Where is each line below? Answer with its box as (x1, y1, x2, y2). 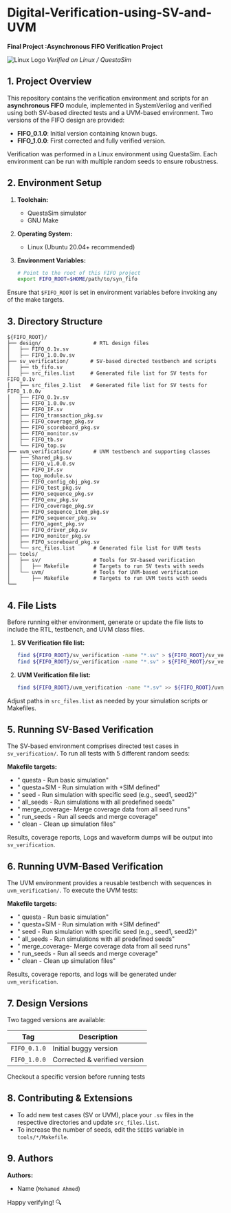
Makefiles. (7, 704, 36, 712)
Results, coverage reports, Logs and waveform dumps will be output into (7, 833, 213, 842)
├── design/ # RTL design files (7, 340, 149, 347)
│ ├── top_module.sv (7, 473, 72, 479)
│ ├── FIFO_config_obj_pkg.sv (7, 479, 100, 486)
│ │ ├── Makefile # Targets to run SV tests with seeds (7, 563, 205, 570)
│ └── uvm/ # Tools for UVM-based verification (7, 569, 198, 576)
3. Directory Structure (7, 315, 103, 327)
